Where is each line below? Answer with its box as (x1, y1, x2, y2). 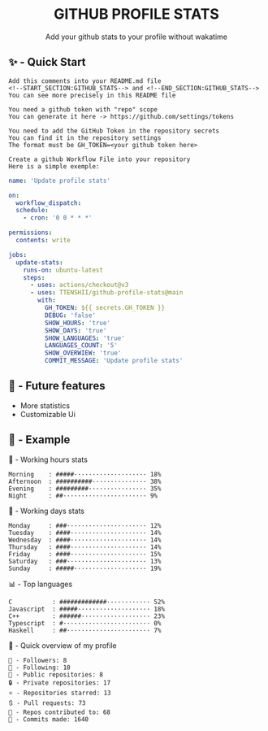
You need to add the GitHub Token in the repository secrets (8, 127, 220, 135)
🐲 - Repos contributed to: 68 (8, 708, 111, 716)
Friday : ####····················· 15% (8, 550, 162, 558)
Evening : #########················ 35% (8, 485, 162, 493)
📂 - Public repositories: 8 (8, 670, 104, 679)
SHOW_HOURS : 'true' (44, 319, 111, 327)
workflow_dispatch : (15, 198, 82, 207)
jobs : (8, 250, 27, 259)
